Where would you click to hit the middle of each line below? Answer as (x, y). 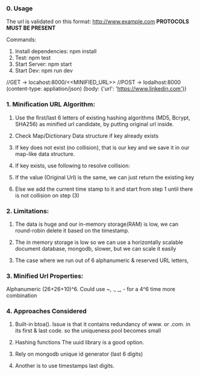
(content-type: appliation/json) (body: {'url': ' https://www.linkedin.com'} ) (96, 89)
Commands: (21, 40)
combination (22, 296)
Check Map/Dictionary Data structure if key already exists (86, 136)
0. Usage (20, 8)
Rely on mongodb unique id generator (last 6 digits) (79, 354)
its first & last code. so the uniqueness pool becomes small (88, 331)
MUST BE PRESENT (31, 28)
